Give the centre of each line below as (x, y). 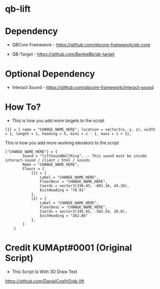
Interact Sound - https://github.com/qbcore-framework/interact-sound (83, 87)
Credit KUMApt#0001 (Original (69, 248)
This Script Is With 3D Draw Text (45, 271)
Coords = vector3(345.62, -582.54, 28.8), (83, 212)
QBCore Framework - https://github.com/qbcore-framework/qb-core (81, 45)
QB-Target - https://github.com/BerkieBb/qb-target (63, 54)
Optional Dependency (50, 74)
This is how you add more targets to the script (58, 121)
